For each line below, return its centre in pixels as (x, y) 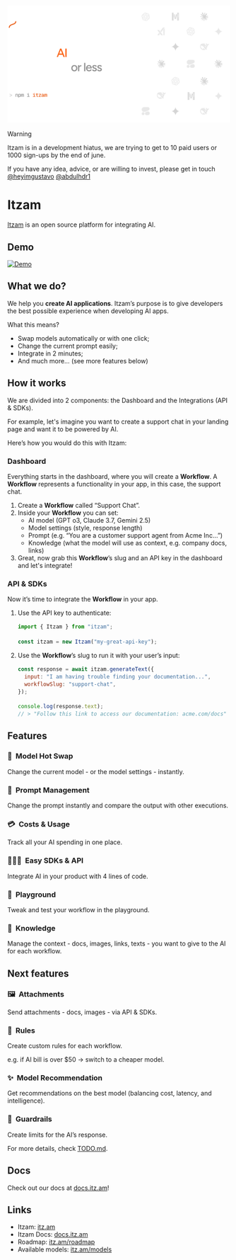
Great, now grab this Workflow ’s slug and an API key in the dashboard (120, 557)
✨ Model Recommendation (55, 1078)
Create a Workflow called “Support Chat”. (78, 505)
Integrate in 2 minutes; (50, 353)
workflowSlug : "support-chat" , (70, 684)
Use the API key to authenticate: (64, 613)
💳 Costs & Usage (39, 824)
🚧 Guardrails (30, 1119)
